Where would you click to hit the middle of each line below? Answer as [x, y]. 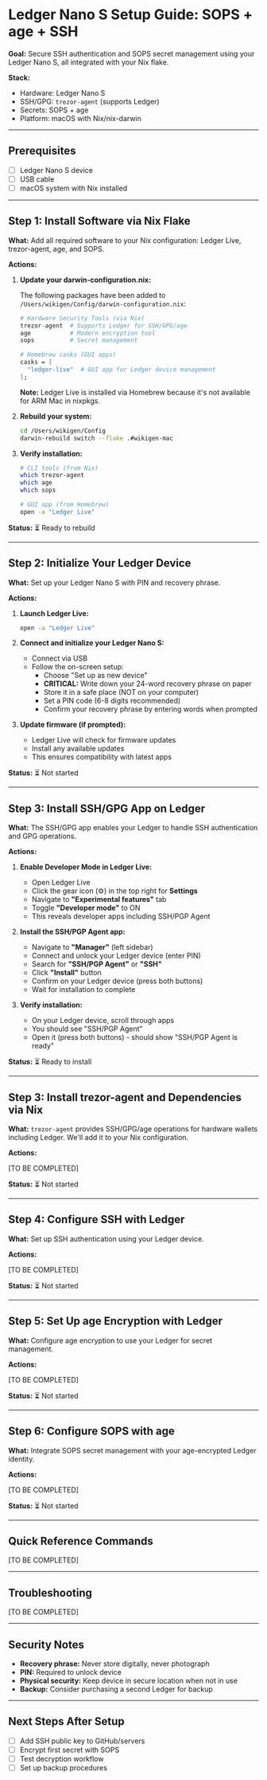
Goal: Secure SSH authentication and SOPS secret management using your [132, 53]
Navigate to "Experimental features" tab [99, 900]
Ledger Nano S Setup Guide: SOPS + [130, 15]
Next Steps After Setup [66, 1721]
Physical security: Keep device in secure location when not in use [129, 1680]
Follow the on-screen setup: [78, 667]
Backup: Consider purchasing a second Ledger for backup [116, 1689]
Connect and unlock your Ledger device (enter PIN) [116, 956]
